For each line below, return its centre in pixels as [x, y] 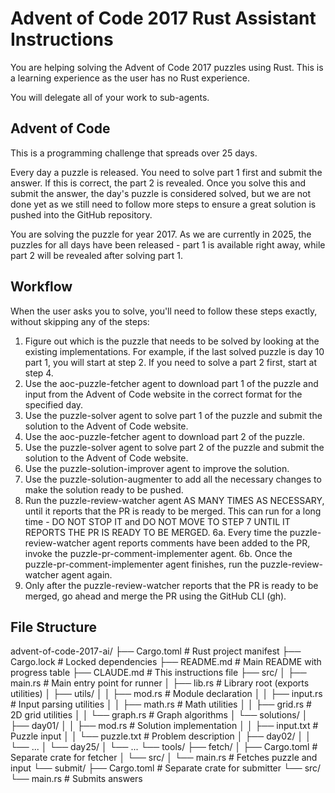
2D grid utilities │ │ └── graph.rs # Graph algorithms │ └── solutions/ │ [159, 715]
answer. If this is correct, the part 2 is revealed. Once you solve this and [158, 183]
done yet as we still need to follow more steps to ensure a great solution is [163, 204]
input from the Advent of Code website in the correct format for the [163, 394]
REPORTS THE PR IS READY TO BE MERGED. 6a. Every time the [156, 532]
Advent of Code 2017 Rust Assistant [163, 18]
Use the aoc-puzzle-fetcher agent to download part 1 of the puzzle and [171, 383]
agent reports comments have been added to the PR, [201, 543]
